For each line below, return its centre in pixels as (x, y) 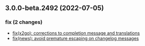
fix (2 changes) (24, 22)
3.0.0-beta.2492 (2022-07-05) (55, 8)
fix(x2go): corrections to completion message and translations (76, 33)
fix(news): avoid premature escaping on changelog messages (75, 38)
